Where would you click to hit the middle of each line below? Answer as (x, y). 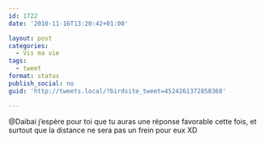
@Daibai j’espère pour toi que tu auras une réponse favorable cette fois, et (132, 121)
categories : (28, 45)
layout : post (30, 38)
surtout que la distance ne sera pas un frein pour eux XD (103, 130)
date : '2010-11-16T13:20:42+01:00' (68, 24)
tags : (17, 61)
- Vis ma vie (38, 54)
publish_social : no (41, 83)
